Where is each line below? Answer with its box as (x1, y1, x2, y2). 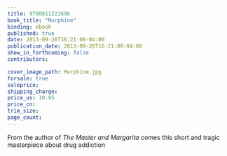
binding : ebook (7, 23, 52, 30)
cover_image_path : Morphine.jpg (7, 68, 102, 76)
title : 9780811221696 (7, 10, 71, 17)
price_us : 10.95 (7, 94, 55, 101)
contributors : (7, 56, 49, 63)
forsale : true (7, 75, 49, 82)
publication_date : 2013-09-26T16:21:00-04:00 (7, 43, 142, 50)
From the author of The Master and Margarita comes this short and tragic (7, 133, 221, 141)
